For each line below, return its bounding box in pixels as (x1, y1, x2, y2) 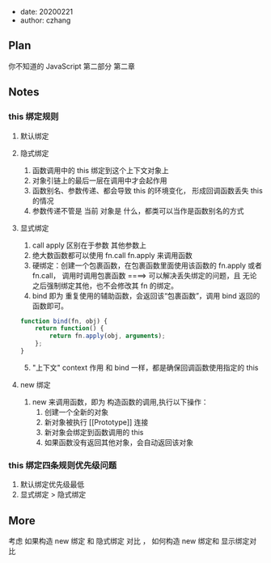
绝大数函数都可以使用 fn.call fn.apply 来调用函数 (32, 250, 193, 260)
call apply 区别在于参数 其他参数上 (32, 240, 147, 250)
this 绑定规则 (8, 111, 59, 122)
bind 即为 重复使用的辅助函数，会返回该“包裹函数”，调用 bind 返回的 (32, 290, 260, 300)
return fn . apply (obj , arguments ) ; (49, 332, 166, 341)
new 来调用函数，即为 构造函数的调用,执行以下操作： (32, 396, 209, 407)
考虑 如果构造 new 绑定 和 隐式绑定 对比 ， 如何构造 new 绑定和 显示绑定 (8, 535, 250, 545)
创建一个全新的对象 (44, 407, 109, 417)
